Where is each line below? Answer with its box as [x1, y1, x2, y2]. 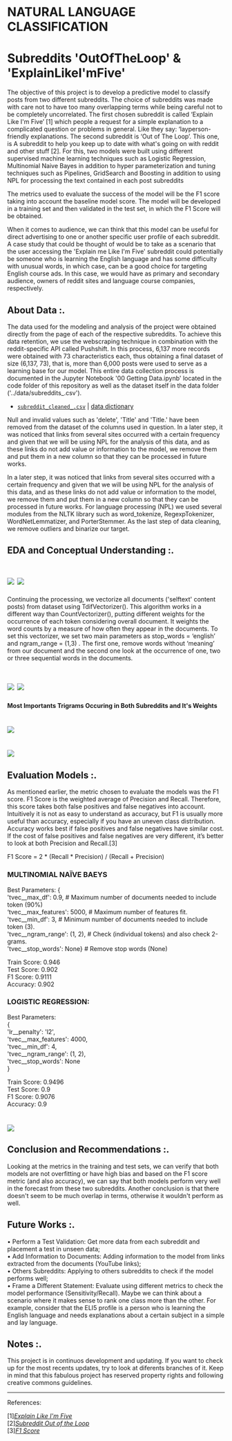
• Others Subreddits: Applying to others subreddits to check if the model [7, 1267, 214, 1275]
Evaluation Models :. [7, 769, 97, 781]
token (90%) [7, 900, 43, 909]
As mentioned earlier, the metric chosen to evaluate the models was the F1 [7, 788, 220, 796]
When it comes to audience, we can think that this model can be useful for [7, 226, 219, 234]
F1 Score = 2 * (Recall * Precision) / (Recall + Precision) [7, 853, 164, 861]
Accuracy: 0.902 [7, 980, 55, 988]
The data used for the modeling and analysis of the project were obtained [7, 323, 216, 331]
